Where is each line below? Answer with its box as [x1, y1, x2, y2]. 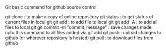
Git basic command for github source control [5, 4, 97, 10]
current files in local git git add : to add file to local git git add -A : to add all [5, 19, 158, 25]
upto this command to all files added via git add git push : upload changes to [5, 30, 162, 35]
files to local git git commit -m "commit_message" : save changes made [5, 24, 152, 30]
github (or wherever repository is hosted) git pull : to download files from [5, 35, 154, 41]
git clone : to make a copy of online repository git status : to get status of [5, 14, 154, 19]
